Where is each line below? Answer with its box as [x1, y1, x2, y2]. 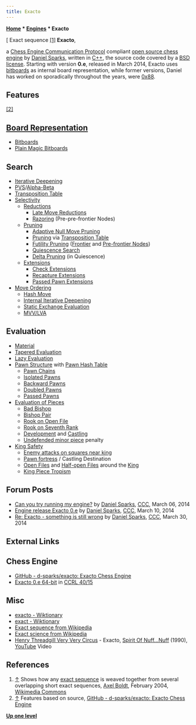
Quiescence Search [32, 246, 81, 254]
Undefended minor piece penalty [23, 436, 104, 443]
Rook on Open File [23, 417, 69, 424]
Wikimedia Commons [14, 688, 67, 695]
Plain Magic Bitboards [14, 145, 68, 152]
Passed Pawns [23, 392, 59, 399]
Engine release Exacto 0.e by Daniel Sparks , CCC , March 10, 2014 [14, 506, 175, 514]
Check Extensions [32, 265, 77, 272]
